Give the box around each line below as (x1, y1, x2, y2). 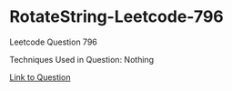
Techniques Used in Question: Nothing (9, 54, 155, 65)
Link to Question (9, 71, 71, 83)
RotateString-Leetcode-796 (9, 6, 225, 27)
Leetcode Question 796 (9, 36, 98, 47)
